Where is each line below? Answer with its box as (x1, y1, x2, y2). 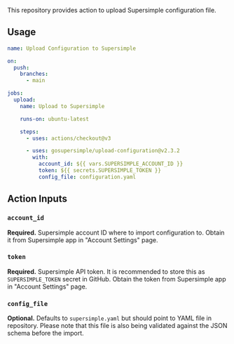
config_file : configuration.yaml (38, 173, 137, 180)
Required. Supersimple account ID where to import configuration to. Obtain (7, 228, 225, 237)
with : (32, 154, 49, 161)
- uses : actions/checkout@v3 (25, 135, 111, 142)
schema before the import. (7, 329, 84, 338)
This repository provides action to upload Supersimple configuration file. (7, 6, 216, 14)
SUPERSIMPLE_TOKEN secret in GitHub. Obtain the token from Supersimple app (7, 274, 226, 283)
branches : (20, 70, 49, 78)
